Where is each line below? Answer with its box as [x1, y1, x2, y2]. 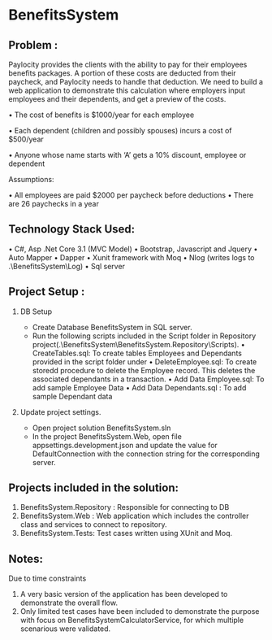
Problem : [8, 38, 58, 52]
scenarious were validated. [19, 624, 111, 633]
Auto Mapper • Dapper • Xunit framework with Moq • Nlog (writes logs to [8, 252, 255, 262]
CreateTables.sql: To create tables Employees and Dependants [32, 348, 242, 358]
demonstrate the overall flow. [19, 598, 118, 607]
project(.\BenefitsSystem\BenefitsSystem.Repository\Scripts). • [32, 339, 245, 349]
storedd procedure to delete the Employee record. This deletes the [32, 365, 256, 375]
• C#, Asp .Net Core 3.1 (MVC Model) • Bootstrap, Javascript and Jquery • [8, 244, 258, 254]
